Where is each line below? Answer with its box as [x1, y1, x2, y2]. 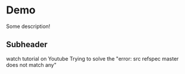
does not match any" [6, 61, 57, 68]
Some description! [6, 23, 51, 30]
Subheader [6, 40, 48, 50]
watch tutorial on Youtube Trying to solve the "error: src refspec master [6, 55, 179, 62]
